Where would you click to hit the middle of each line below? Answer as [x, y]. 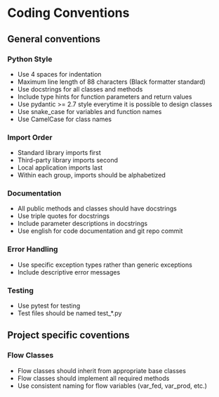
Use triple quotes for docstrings [64, 216]
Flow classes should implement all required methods [93, 378]
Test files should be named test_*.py [69, 313]
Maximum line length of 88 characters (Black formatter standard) [111, 82]
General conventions [54, 39]
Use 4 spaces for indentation [59, 74]
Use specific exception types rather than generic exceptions [105, 265]
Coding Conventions [68, 13]
